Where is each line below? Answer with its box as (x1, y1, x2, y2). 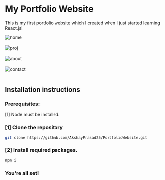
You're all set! (5, 169, 39, 176)
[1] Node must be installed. (5, 111, 60, 117)
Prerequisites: (5, 100, 40, 107)
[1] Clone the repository (5, 124, 63, 131)
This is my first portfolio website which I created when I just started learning (5, 20, 160, 26)
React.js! (5, 25, 23, 31)
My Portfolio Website (5, 3, 94, 15)
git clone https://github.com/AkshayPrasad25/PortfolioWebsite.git (5, 135, 148, 140)
